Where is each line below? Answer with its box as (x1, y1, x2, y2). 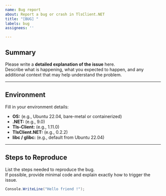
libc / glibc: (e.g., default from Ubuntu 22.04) (12, 134, 105, 140)
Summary (5, 48, 36, 57)
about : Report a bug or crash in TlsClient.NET (5, 12, 105, 17)
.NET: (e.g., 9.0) (12, 118, 45, 124)
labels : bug (5, 21, 30, 26)
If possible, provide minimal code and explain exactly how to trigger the (5, 171, 151, 178)
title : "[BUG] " (5, 16, 39, 21)
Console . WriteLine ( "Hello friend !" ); (5, 186, 85, 192)
